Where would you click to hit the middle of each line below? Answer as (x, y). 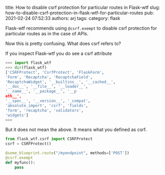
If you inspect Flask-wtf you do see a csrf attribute (59, 53)
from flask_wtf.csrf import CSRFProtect (49, 139)
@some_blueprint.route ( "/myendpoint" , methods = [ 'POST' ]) (67, 153)
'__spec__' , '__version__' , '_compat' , (48, 101)
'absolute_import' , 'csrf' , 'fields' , (47, 105)
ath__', (14, 96)
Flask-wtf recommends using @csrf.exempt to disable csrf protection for (81, 28)
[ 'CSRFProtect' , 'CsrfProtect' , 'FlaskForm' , (55, 72)
